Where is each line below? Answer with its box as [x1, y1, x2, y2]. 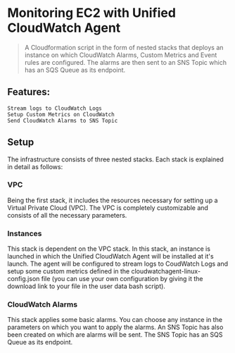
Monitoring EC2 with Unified [7, 5, 176, 21]
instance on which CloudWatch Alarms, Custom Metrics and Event [24, 51, 217, 59]
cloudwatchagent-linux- [131, 267, 201, 275]
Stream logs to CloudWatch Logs [7, 104, 102, 112]
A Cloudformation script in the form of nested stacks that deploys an [24, 43, 224, 51]
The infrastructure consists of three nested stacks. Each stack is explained [7, 155, 224, 163]
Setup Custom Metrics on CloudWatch [7, 111, 115, 118]
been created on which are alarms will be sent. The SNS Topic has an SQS [7, 330, 223, 339]
